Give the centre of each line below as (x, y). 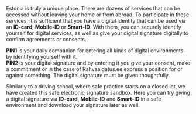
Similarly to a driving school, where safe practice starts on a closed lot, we (96, 86)
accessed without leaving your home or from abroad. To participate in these (98, 15)
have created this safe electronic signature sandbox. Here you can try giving (98, 93)
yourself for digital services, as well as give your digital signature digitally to (97, 33)
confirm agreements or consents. (46, 39)
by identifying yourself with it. (42, 57)
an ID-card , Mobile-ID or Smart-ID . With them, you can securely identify (94, 27)
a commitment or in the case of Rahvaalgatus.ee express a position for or (94, 69)
